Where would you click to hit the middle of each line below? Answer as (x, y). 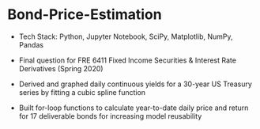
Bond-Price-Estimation (85, 15)
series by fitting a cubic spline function (82, 92)
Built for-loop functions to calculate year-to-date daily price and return (134, 108)
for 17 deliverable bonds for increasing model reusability (110, 116)
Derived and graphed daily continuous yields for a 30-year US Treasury (135, 84)
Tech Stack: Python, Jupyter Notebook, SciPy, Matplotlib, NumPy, (126, 36)
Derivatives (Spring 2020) (61, 68)
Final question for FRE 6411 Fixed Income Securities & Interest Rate (127, 60)
